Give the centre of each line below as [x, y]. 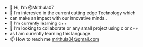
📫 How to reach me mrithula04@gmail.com [54, 39]
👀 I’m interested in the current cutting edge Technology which [72, 13]
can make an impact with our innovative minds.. [58, 18]
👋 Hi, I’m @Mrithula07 [32, 8]
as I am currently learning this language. [51, 34]
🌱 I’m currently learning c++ [38, 23]
